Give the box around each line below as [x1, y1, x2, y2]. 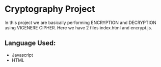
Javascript [11, 52, 33, 58]
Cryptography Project [4, 3, 95, 15]
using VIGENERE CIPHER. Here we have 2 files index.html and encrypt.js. [4, 24, 153, 30]
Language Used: [4, 39, 56, 47]
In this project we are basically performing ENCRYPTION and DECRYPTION [4, 20, 157, 25]
